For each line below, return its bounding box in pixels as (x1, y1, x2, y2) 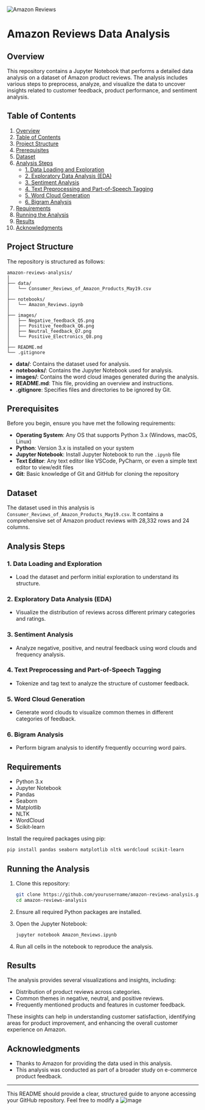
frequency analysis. (15, 651, 66, 658)
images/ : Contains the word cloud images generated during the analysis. (15, 373, 199, 380)
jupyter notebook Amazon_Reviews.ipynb (15, 932, 117, 938)
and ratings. (15, 615, 46, 623)
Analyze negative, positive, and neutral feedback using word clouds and (15, 644, 197, 651)
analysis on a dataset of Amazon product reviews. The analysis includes (7, 74, 188, 81)
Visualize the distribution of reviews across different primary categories (15, 609, 195, 616)
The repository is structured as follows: (7, 257, 105, 265)
